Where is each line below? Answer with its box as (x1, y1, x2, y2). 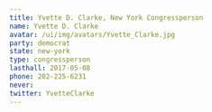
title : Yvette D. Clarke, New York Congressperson (9, 13, 204, 23)
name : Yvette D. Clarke (9, 22, 99, 31)
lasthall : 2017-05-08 (9, 64, 91, 73)
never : (9, 80, 34, 89)
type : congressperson (9, 55, 91, 64)
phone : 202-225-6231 (9, 72, 88, 81)
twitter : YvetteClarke (9, 89, 95, 98)
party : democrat (9, 38, 70, 48)
